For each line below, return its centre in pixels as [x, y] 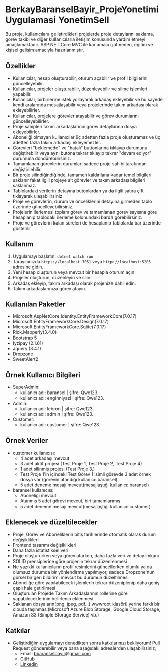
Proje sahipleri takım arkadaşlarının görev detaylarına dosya [75, 126]
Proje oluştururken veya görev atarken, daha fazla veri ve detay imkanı [86, 555]
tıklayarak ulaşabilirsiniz [37, 196]
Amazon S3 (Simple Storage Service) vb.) [56, 614]
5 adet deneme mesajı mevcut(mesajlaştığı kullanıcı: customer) [86, 506]
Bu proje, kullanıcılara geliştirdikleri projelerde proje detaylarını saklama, [80, 34]
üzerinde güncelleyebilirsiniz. [43, 207]
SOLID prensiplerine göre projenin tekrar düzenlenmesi [70, 561]
